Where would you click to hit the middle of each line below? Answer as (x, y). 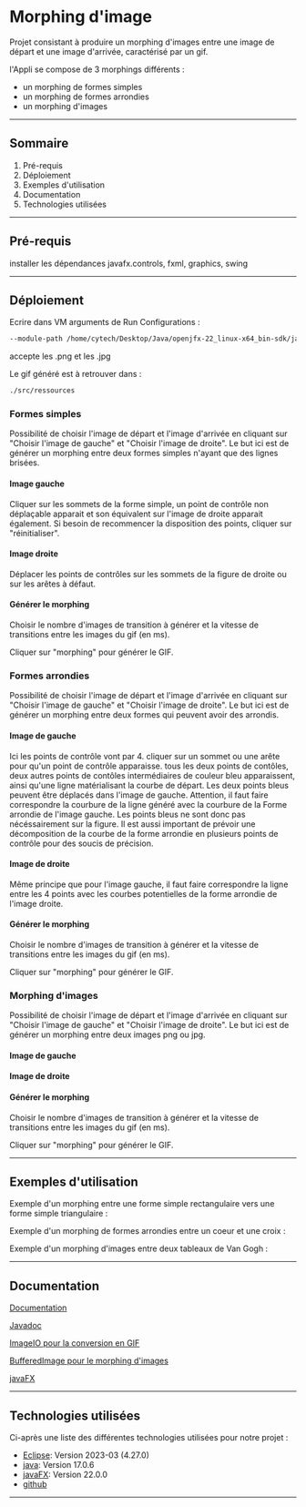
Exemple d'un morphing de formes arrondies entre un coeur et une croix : (148, 1231)
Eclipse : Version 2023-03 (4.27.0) (86, 1455)
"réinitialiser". (35, 533)
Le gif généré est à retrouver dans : (76, 374)
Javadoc (26, 1326)
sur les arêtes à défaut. (52, 584)
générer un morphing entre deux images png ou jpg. (108, 1034)
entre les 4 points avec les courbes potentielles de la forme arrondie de (143, 893)
